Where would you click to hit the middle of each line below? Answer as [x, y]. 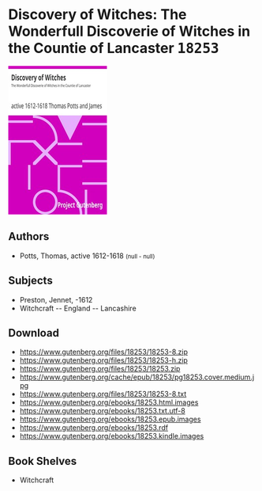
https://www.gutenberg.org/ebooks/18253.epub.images [110, 419]
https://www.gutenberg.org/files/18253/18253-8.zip [103, 352]
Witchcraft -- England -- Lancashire [78, 308]
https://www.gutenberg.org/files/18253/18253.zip [100, 369]
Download [34, 333]
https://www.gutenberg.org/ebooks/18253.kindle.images [112, 436]
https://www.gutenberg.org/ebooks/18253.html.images [109, 402]
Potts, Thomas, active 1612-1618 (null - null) [87, 256]
